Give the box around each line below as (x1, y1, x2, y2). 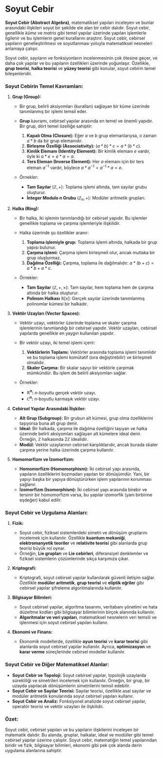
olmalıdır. (26, 359, 45, 365)
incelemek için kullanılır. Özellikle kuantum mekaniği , (19, 535, 127, 541)
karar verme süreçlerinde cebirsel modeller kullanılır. (19, 649, 126, 655)
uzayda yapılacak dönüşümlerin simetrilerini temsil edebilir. (12, 683, 130, 689)
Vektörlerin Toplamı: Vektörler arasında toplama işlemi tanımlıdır (26, 349, 157, 355)
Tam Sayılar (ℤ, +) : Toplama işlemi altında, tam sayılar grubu (26, 184, 147, 190)
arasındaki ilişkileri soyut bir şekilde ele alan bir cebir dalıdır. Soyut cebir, (5, 24, 150, 30)
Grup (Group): (12, 94, 41, 100)
